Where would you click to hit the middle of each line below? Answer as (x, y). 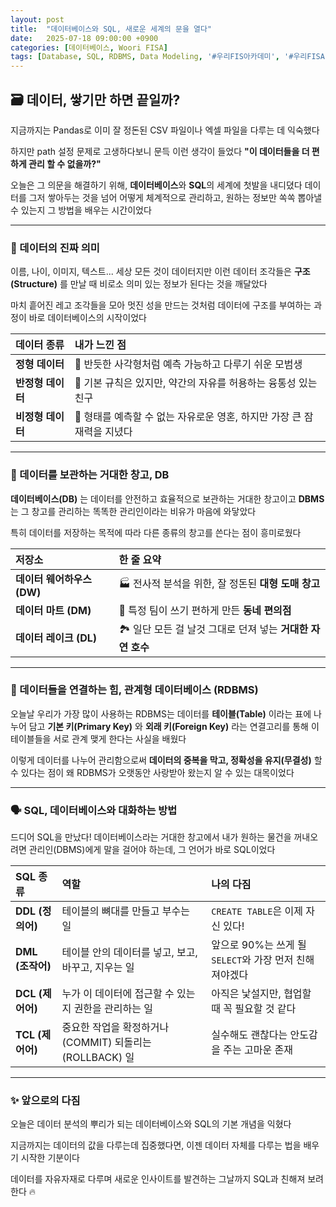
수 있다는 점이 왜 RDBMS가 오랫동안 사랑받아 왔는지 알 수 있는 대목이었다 (152, 772)
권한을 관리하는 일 (113, 1009)
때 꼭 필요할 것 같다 (254, 1009)
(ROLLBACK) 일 (98, 1058)
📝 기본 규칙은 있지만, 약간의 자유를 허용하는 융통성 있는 (196, 383)
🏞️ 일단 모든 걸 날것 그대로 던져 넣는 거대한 (213, 629)
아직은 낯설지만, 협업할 (261, 994)
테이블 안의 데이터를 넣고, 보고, (129, 953)
